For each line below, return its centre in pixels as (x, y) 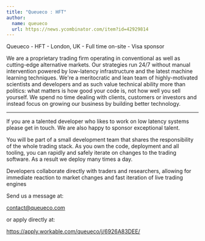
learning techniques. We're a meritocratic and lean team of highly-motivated (102, 78)
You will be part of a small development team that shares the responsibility (100, 140)
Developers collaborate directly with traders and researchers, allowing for (99, 171)
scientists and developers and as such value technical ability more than (96, 84)
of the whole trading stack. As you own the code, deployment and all (93, 146)
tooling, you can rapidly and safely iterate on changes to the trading (92, 153)
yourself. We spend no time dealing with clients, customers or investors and (102, 97)
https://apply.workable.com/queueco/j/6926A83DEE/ (73, 232)
